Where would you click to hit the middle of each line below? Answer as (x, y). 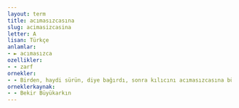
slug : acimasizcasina (39, 27)
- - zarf (20, 67)
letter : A (22, 34)
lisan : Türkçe (28, 40)
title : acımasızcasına (41, 21)
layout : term (27, 14)
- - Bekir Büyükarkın (39, 93)
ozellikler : (25, 60)
